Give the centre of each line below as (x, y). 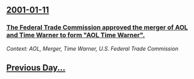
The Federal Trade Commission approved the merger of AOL (97, 28)
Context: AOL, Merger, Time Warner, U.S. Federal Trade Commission (92, 48)
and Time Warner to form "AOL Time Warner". (76, 35)
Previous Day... (36, 68)
